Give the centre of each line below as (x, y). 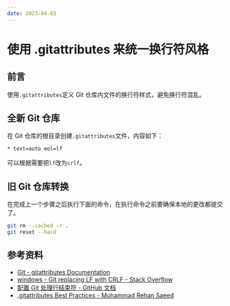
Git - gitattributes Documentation (64, 272)
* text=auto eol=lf (35, 149)
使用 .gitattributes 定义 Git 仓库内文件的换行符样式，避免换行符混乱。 (106, 94)
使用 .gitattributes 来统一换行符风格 (108, 49)
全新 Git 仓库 (34, 118)
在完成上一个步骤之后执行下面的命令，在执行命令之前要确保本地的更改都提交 (115, 204)
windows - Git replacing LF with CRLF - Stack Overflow (95, 279)
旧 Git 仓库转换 (38, 187)
